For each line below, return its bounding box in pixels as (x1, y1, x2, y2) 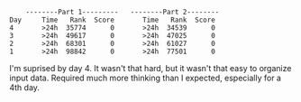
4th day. (9, 82, 41, 93)
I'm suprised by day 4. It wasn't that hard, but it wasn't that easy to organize (9, 63, 292, 73)
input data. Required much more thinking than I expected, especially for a (9, 72, 282, 83)
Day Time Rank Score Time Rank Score (9, 15, 216, 24)
